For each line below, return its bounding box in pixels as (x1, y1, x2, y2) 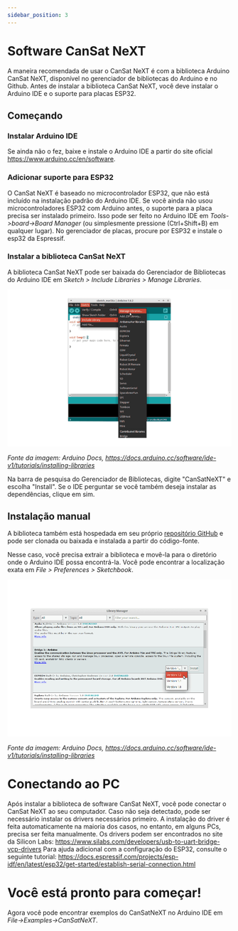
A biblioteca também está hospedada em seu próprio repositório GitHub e (7, 529, 224, 538)
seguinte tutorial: (7, 852, 57, 861)
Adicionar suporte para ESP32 (7, 173, 114, 183)
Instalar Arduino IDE (7, 131, 78, 141)
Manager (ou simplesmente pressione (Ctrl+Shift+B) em (54, 219, 219, 227)
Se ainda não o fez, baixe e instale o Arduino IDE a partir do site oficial (7, 147, 213, 156)
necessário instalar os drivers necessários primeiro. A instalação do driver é (7, 814, 230, 823)
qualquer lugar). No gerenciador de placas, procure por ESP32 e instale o (7, 226, 222, 235)
